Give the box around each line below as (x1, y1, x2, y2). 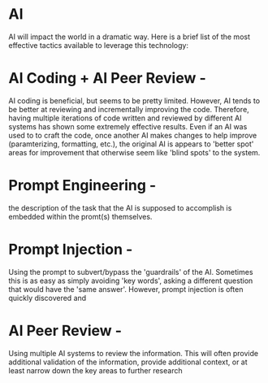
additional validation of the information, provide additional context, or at (8, 357, 248, 367)
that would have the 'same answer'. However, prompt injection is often (8, 284, 244, 294)
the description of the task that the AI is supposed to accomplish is (8, 202, 232, 212)
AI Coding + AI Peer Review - (8, 69, 207, 88)
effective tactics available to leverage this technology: (8, 40, 189, 50)
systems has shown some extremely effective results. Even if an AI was (8, 121, 248, 131)
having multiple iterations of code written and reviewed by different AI (8, 113, 242, 123)
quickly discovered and (8, 293, 87, 302)
